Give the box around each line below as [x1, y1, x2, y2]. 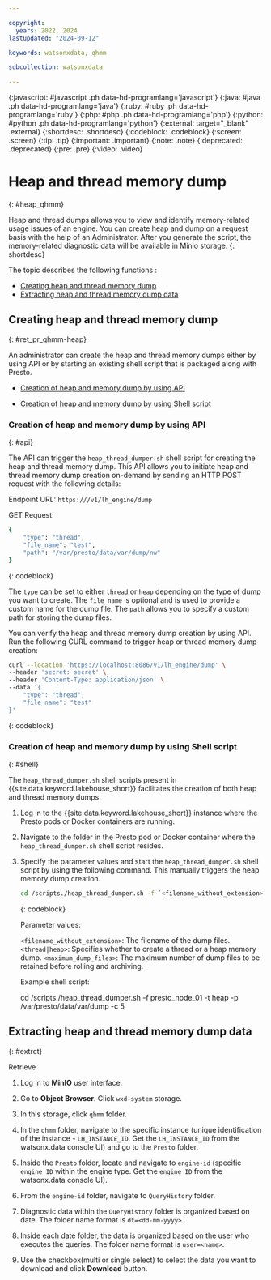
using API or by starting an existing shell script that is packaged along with [8, 358, 257, 369]
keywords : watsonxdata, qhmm [8, 49, 107, 57]
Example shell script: [19, 977, 90, 987]
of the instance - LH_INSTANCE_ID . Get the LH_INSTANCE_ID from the [19, 1133, 240, 1143]
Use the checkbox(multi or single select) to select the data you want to [19, 1255, 256, 1265]
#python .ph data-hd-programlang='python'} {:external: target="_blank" [8, 118, 249, 128]
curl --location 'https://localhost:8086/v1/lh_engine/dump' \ [8, 661, 227, 669]
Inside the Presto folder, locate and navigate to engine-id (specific [19, 1158, 242, 1167]
